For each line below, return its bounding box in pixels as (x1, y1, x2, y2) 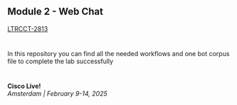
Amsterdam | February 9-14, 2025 (7, 89, 108, 98)
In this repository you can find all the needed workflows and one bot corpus (7, 50, 230, 57)
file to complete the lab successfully (7, 57, 114, 65)
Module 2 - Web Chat (7, 6, 103, 18)
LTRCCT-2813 (7, 24, 48, 33)
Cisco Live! (7, 82, 41, 91)
